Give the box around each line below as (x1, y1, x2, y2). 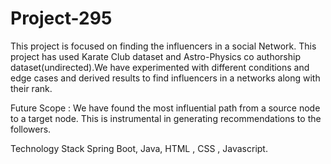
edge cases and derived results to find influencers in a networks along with (10, 72, 321, 84)
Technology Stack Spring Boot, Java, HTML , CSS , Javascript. (10, 142, 268, 154)
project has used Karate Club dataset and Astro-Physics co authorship (10, 50, 301, 62)
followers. (10, 123, 52, 135)
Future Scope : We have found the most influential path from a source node (10, 102, 321, 114)
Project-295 (10, 7, 113, 30)
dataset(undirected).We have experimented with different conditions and (10, 61, 310, 73)
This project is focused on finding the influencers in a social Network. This (10, 40, 317, 52)
